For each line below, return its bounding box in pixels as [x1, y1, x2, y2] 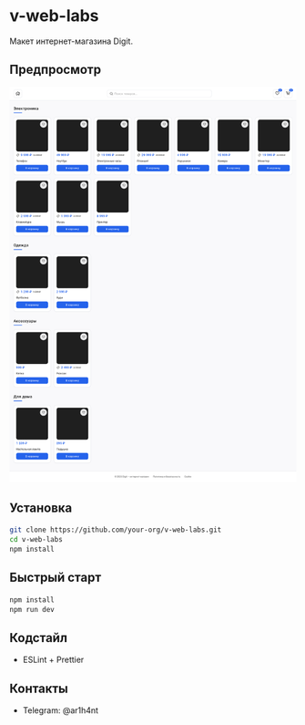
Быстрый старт [9, 570, 102, 585]
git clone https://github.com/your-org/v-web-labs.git [9, 525, 222, 534]
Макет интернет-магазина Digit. [9, 36, 134, 47]
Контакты [9, 680, 68, 696]
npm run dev [9, 605, 55, 614]
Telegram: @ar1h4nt [22, 705, 98, 716]
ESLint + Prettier [22, 654, 85, 666]
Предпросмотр [9, 62, 102, 78]
